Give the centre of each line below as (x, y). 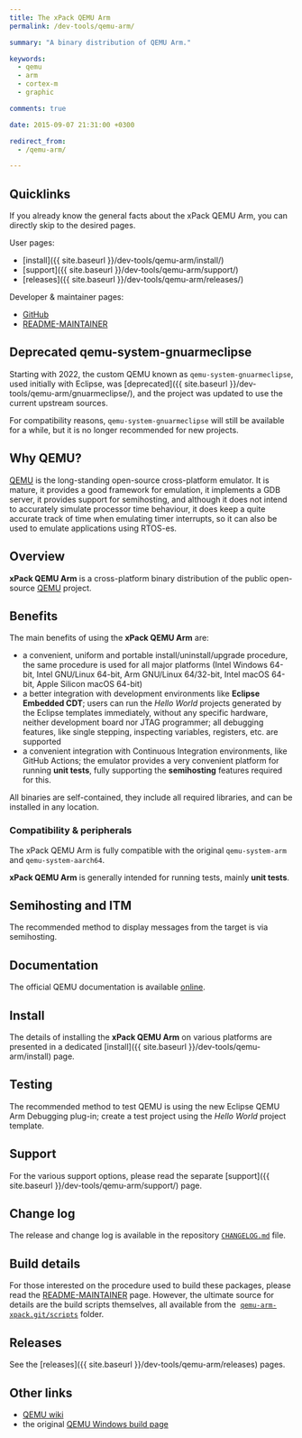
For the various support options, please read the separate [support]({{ (140, 1175)
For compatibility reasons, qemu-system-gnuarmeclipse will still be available (147, 420)
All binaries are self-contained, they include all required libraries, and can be (151, 798)
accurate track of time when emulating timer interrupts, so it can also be (143, 518)
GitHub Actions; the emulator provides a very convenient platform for (151, 761)
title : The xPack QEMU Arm (60, 18)
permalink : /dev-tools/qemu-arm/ (72, 26)
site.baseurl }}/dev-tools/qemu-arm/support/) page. (106, 1185)
